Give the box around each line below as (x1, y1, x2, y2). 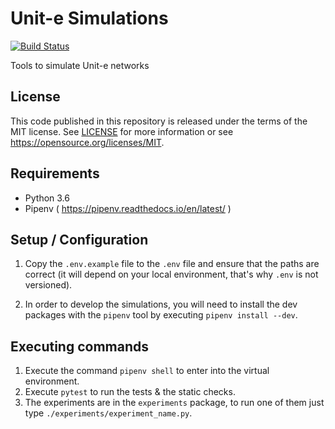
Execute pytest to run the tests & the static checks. (24, 386, 236, 398)
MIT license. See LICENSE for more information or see (10, 125, 234, 137)
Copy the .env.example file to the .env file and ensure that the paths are (24, 258, 320, 270)
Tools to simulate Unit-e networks (10, 59, 150, 71)
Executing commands (10, 338, 149, 355)
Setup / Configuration (10, 231, 149, 248)
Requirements (10, 165, 100, 182)
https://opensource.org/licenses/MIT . (10, 136, 165, 148)
